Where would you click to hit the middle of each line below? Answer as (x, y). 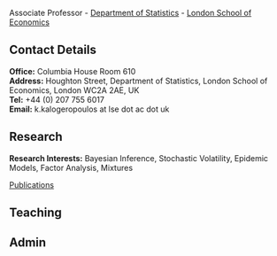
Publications (32, 184)
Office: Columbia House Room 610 (73, 71)
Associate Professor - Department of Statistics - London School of (131, 13)
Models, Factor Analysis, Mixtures (71, 167)
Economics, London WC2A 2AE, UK (74, 90)
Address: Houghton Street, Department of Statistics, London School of (138, 81)
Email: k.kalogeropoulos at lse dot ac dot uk (89, 109)
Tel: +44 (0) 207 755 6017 (57, 99)
